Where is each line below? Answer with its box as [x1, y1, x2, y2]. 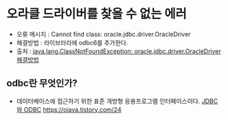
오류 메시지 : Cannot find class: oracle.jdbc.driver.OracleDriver [16, 30, 191, 38]
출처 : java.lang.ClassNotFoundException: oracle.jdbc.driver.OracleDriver [16, 47, 221, 55]
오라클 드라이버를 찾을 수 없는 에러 [6, 6, 187, 22]
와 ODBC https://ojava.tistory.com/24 [16, 105, 122, 113]
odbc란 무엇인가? [6, 78, 78, 89]
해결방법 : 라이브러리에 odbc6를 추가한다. [16, 38, 128, 46]
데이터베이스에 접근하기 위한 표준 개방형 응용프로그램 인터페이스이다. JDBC [16, 97, 218, 105]
